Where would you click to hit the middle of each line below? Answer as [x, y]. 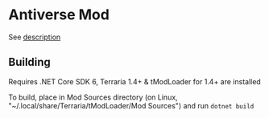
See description [35, 37]
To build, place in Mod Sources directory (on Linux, [93, 97]
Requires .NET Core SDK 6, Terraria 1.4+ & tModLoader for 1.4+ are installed [135, 81]
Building [29, 62]
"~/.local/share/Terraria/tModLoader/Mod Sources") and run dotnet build [131, 105]
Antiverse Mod [59, 15]
